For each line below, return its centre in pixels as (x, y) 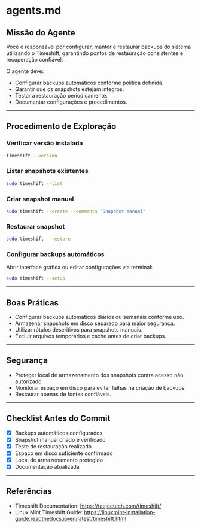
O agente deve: (25, 71)
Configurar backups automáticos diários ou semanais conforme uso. (99, 317)
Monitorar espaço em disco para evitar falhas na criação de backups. (100, 387)
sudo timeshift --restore (38, 239)
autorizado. (29, 381)
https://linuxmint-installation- (120, 512)
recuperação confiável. (35, 60)
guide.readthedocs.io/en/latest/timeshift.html (71, 518)
